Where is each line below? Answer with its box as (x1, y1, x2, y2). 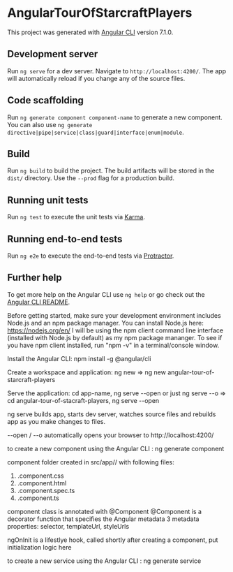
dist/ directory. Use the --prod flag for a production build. (7, 174, 174, 182)
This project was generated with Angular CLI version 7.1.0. (7, 28, 174, 36)
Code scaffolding (7, 94, 84, 106)
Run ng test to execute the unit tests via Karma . (7, 213, 145, 221)
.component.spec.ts (17, 486, 75, 494)
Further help (7, 272, 63, 284)
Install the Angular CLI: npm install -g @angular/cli (7, 354, 151, 362)
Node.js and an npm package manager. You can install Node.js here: (7, 318, 204, 327)
